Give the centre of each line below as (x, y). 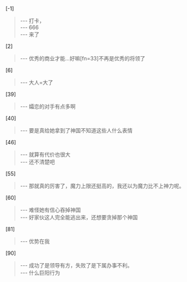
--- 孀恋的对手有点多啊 (48, 106)
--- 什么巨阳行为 (40, 273)
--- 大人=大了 (37, 82)
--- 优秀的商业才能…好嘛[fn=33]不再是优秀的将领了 (83, 58)
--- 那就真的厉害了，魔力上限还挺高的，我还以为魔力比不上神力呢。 (102, 186)
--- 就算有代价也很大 (45, 154)
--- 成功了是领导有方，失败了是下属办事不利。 (76, 265)
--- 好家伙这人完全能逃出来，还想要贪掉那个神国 (79, 217)
